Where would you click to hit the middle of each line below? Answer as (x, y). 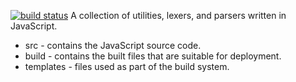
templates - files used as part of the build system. (127, 66)
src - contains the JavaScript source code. (113, 45)
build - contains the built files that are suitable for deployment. (153, 56)
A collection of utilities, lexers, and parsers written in (178, 15)
